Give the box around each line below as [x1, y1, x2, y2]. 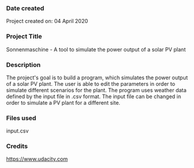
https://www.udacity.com [6, 156, 68, 163]
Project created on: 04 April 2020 [6, 18, 88, 25]
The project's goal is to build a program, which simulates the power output [6, 74, 188, 81]
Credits [6, 142, 28, 150]
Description [6, 60, 41, 69]
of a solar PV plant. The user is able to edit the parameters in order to [6, 80, 176, 87]
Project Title [6, 33, 43, 41]
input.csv [6, 127, 29, 134]
